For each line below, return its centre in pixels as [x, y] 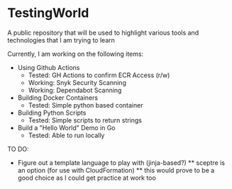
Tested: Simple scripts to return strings [85, 120]
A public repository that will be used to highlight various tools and [103, 33]
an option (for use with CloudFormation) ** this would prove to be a [116, 170]
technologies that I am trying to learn [61, 40]
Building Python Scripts [52, 113]
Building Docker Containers [57, 98]
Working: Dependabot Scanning [75, 90]
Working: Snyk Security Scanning [77, 82]
